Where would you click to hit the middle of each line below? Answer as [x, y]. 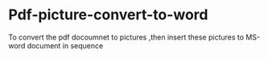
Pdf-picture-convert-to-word [108, 15]
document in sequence [65, 45]
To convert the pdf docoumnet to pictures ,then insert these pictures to [126, 37]
